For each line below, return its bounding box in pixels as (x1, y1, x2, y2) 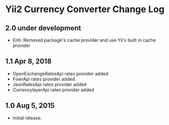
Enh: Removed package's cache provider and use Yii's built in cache (12, 37, 156, 43)
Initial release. (12, 115, 42, 121)
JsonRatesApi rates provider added (12, 81, 87, 87)
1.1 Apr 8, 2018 (5, 57, 52, 66)
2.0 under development (5, 24, 81, 32)
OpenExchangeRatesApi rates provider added (12, 70, 109, 76)
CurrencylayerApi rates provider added (12, 87, 94, 93)
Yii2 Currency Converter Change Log (5, 4, 165, 15)
